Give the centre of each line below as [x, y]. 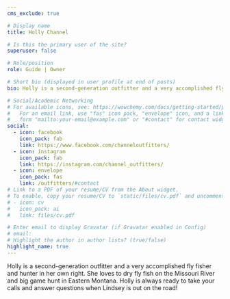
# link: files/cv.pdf [41, 215]
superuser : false [32, 51]
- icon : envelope [38, 171]
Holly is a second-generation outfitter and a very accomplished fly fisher [110, 266]
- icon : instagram [40, 151]
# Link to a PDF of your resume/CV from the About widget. [93, 190]
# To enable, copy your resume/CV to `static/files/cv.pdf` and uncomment [116, 196]
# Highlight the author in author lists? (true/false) [87, 240]
